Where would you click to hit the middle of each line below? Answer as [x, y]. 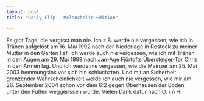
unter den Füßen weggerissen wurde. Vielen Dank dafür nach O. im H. [94, 91]
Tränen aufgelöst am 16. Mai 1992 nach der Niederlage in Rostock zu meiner [102, 47]
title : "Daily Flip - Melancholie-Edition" [62, 18]
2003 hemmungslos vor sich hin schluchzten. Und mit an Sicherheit [91, 72]
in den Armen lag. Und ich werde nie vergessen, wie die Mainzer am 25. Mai [102, 66]
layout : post [23, 12]
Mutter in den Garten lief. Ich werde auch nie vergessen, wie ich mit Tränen [100, 53]
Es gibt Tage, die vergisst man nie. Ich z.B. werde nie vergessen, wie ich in [100, 40]
